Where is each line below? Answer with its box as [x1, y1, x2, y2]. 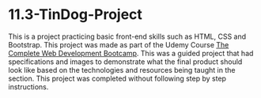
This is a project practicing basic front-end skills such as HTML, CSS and [8, 32, 247, 41]
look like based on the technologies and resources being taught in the [8, 65, 236, 74]
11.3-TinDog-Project [8, 6, 142, 24]
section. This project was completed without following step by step [8, 73, 227, 83]
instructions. [8, 81, 49, 92]
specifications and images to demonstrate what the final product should [8, 57, 243, 66]
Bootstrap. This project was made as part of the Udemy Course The [8, 40, 229, 49]
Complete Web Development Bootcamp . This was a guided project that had [8, 48, 254, 58]
